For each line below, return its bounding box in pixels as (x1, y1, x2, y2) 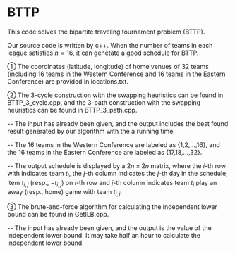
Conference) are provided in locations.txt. (7, 77, 129, 85)
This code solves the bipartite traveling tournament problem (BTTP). (7, 27, 205, 36)
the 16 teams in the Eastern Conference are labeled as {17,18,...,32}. (7, 148, 203, 156)
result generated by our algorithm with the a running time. (7, 127, 175, 135)
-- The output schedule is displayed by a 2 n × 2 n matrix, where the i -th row (7, 161, 227, 170)
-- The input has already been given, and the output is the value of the (7, 224, 212, 232)
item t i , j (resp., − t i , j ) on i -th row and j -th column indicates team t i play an (7, 178, 217, 189)
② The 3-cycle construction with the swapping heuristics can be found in (7, 91, 224, 99)
